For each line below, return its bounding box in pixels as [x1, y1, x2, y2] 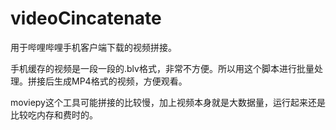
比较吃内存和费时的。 [10, 108, 98, 121]
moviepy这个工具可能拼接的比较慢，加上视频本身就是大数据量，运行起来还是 [10, 96, 326, 108]
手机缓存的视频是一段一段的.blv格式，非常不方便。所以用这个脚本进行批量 [10, 62, 315, 74]
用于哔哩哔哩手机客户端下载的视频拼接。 [10, 41, 177, 53]
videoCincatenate [10, 7, 162, 30]
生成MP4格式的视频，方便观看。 [53, 75, 188, 87]
